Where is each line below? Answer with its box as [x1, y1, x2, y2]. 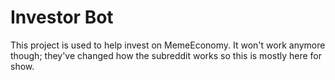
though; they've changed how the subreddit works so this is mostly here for [10, 49, 323, 61]
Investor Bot [10, 6, 114, 29]
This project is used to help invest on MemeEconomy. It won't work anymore [10, 39, 326, 51]
